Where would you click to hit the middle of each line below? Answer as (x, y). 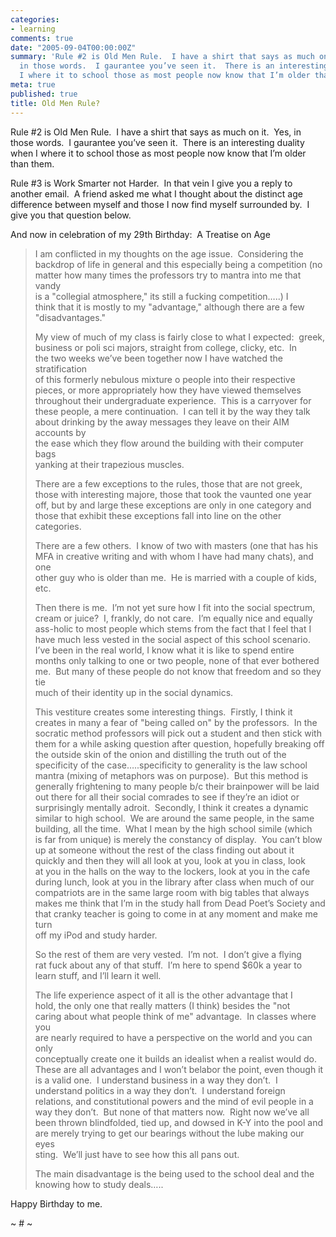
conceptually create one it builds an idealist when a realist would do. (175, 1058)
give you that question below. (71, 215)
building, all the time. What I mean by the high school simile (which (173, 828)
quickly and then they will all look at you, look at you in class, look (170, 860)
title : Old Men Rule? (55, 103)
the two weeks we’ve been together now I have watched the (158, 358)
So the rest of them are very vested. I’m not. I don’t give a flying (168, 954)
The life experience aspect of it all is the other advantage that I (163, 995)
